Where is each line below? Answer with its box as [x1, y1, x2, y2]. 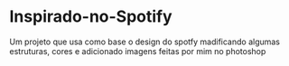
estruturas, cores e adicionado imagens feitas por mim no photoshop [9, 45, 266, 56]
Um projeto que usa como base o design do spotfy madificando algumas [9, 36, 281, 47]
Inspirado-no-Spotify [9, 6, 173, 27]
